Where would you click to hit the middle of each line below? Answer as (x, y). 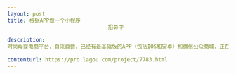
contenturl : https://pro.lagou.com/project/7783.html (88, 60)
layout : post (26, 14)
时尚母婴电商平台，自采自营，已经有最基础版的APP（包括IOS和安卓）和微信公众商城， (113, 47)
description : (26, 40)
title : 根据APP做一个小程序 (44, 20)
